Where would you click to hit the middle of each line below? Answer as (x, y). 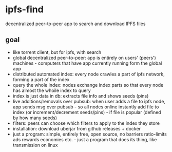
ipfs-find (24, 9)
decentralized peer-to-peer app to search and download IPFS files (75, 24)
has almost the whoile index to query (52, 90)
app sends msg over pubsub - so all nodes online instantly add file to (86, 107)
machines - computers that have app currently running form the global (87, 63)
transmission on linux (35, 145)
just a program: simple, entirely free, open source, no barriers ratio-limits (90, 134)
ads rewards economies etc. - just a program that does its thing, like (85, 139)
